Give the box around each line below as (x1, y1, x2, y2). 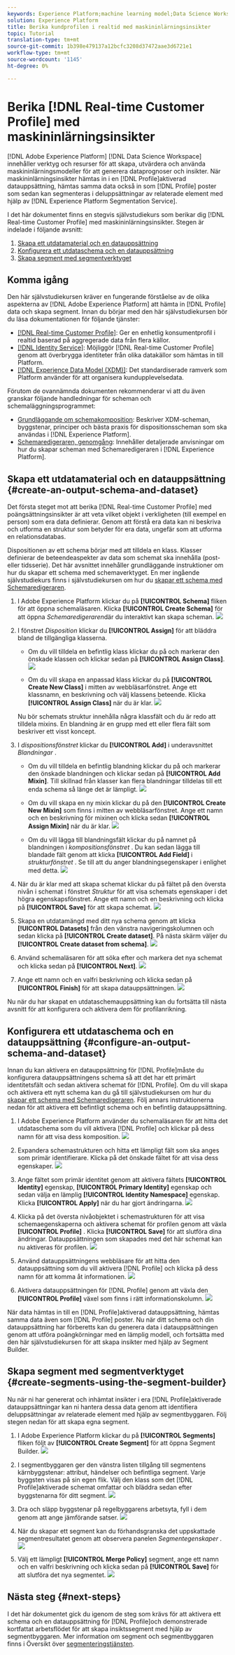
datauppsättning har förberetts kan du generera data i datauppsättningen (7, 1323, 218, 1331)
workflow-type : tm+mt (7, 50, 71, 57)
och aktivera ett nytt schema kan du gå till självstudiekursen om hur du (7, 1089, 211, 1096)
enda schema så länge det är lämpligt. (27, 785, 138, 794)
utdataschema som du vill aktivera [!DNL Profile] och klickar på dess (17, 1124, 215, 1132)
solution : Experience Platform (7, 17, 99, 24)
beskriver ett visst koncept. (17, 727, 97, 736)
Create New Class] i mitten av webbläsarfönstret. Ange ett (27, 683, 197, 691)
